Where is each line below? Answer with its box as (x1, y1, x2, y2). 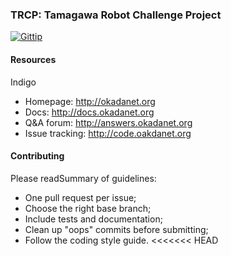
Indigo (10, 76, 37, 88)
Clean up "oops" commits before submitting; (24, 223, 209, 235)
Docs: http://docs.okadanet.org (24, 106, 155, 118)
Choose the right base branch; (24, 202, 152, 214)
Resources (10, 53, 57, 65)
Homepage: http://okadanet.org (24, 95, 156, 107)
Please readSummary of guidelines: (10, 172, 157, 184)
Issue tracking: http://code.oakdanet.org (24, 127, 192, 139)
